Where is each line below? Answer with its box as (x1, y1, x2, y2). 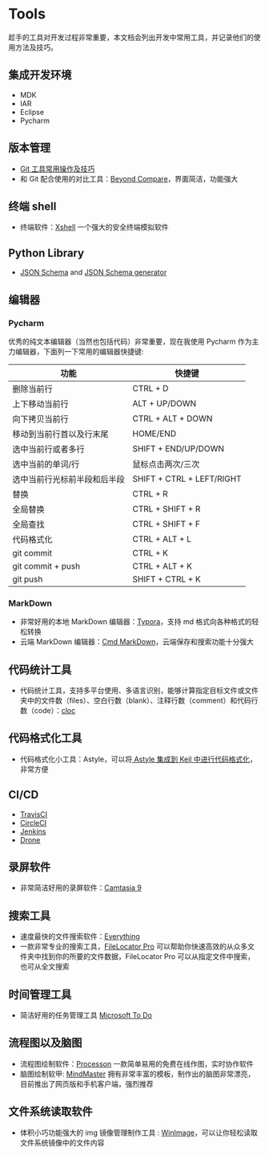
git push (12, 573, 43, 585)
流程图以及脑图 (8, 1036, 82, 1050)
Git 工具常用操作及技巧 (19, 164, 95, 173)
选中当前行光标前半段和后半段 (12, 473, 126, 484)
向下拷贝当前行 (12, 413, 70, 424)
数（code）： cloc (19, 705, 76, 715)
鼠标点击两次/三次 (132, 459, 200, 470)
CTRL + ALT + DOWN (132, 413, 213, 424)
